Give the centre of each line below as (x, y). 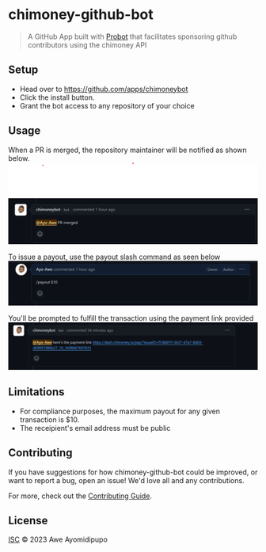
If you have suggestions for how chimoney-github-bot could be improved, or (133, 472)
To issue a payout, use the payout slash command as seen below (114, 257)
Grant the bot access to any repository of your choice (107, 105)
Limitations (36, 392)
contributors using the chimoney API (87, 44)
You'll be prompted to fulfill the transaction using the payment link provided (131, 318)
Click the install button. (57, 97)
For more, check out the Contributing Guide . (80, 496)
